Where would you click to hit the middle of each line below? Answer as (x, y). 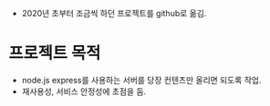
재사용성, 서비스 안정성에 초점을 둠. (84, 91)
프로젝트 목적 (55, 53)
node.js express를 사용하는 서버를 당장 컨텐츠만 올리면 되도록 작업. (141, 80)
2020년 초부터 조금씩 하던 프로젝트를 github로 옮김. (114, 13)
